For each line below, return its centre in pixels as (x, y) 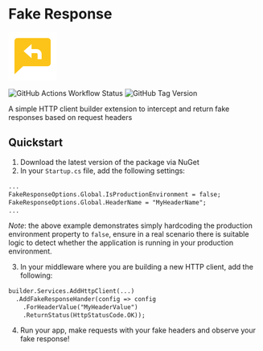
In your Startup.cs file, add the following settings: (102, 171)
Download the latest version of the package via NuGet (109, 162)
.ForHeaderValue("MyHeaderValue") (80, 307)
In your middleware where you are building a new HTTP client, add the (136, 266)
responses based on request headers (70, 117)
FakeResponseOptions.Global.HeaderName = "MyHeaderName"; (107, 202)
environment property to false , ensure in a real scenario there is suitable (129, 233)
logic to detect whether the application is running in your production (121, 242)
